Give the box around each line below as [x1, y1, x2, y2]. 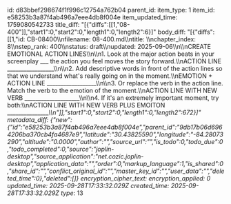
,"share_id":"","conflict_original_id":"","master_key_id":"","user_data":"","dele [7, 167, 225, 175]
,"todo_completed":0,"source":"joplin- [7, 145, 114, 153]
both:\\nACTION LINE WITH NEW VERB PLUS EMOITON [7, 101, 165, 109]
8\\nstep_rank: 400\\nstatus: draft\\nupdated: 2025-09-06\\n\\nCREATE [7, 43, 212, 50]
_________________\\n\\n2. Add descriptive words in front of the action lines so [7, 65, 223, 72]
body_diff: [157, 28, 186, 36]
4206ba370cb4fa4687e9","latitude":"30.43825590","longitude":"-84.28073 [7, 130, 224, 139]
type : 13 [61, 189, 84, 197]
